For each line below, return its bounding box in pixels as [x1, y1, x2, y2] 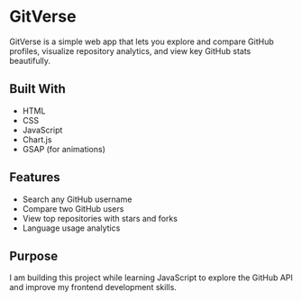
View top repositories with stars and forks [22, 213, 178, 223]
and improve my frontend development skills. [9, 282, 178, 293]
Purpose [9, 248, 59, 263]
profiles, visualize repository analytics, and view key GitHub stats [9, 45, 252, 56]
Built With [9, 81, 66, 96]
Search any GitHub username [22, 194, 133, 205]
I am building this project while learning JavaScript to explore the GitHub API [9, 272, 293, 283]
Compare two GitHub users [22, 203, 124, 214]
